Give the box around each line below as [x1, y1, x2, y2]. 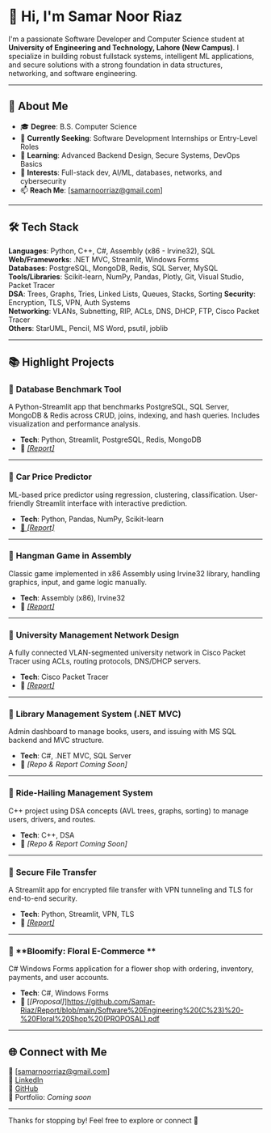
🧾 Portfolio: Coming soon [8, 1093, 91, 1102]
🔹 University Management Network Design [8, 629, 180, 640]
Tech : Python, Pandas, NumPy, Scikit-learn [19, 514, 164, 524]
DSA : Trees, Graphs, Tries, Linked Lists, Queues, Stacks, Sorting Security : [8, 289, 256, 299]
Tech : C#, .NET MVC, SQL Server [19, 751, 131, 761]
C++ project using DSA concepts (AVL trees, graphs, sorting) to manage [8, 805, 248, 816]
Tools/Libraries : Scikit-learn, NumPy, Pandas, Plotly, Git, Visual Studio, [8, 271, 244, 282]
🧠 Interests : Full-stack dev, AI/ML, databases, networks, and [19, 168, 223, 177]
